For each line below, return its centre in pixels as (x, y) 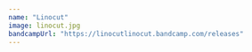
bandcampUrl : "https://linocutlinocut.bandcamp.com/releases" (126, 33)
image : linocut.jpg (45, 26)
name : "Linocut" (38, 17)
